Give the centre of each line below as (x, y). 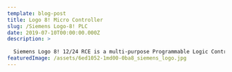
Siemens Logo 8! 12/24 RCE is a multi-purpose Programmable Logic (111, 52)
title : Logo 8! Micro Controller (55, 20)
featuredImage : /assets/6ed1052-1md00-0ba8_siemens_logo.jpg (97, 58)
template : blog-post (37, 13)
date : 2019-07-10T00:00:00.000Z (54, 33)
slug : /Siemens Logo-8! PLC (48, 26)
